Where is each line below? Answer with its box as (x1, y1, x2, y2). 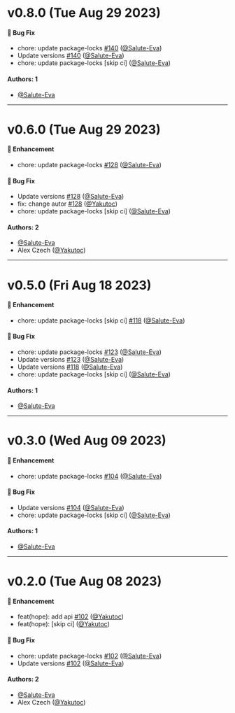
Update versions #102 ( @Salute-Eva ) (17, 659, 124, 668)
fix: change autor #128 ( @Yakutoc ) (17, 199, 117, 208)
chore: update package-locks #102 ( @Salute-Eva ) (17, 651, 162, 660)
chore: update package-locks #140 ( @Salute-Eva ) (17, 44, 162, 52)
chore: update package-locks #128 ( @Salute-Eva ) (17, 160, 162, 169)
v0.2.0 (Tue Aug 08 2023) (7, 574, 162, 589)
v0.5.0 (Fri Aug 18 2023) (7, 277, 152, 293)
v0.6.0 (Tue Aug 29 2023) (7, 121, 161, 137)
